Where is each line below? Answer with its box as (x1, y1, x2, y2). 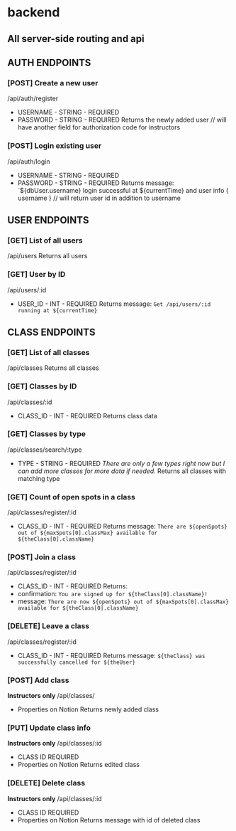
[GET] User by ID (7, 270, 66, 280)
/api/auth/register (7, 94, 59, 103)
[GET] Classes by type (7, 429, 86, 439)
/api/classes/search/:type (7, 445, 82, 454)
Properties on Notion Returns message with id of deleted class (17, 815, 201, 824)
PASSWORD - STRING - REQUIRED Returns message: (17, 179, 174, 187)
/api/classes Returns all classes (7, 364, 99, 372)
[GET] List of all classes (7, 347, 90, 357)
